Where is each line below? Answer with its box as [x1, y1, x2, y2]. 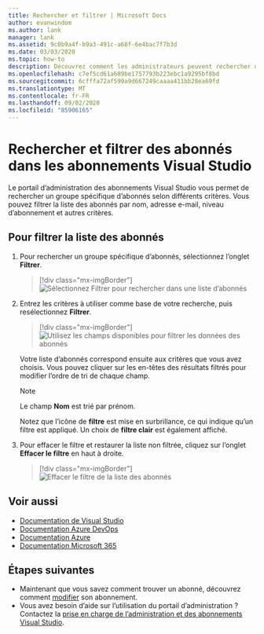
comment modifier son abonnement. [19, 592, 138, 602]
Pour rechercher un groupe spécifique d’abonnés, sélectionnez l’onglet [19, 251, 250, 261]
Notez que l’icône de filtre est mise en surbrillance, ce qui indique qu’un [19, 416, 254, 426]
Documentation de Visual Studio [19, 515, 124, 525]
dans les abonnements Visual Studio [8, 157, 252, 175]
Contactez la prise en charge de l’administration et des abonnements [19, 610, 243, 619]
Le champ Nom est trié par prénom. [19, 401, 136, 411]
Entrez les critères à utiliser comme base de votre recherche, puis [19, 299, 233, 308]
